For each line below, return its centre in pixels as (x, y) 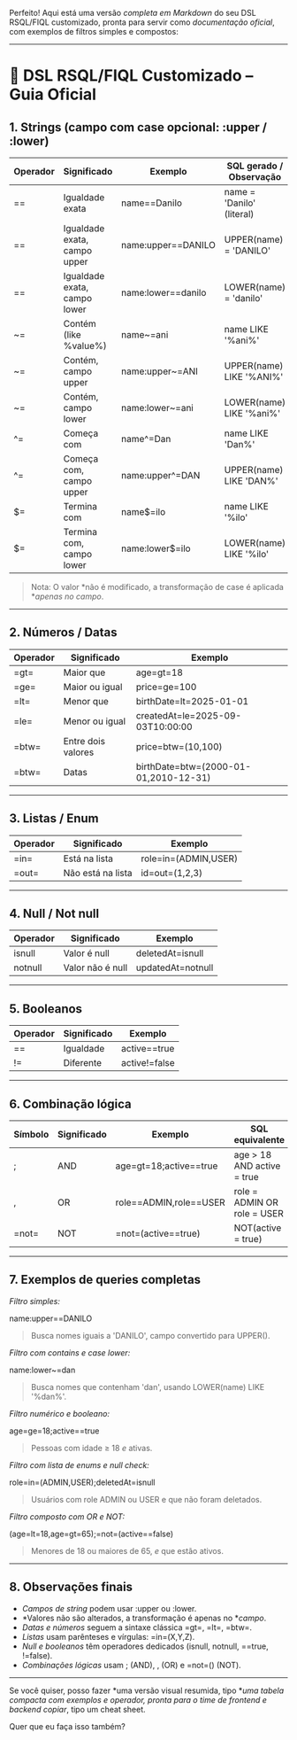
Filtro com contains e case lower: (70, 1352)
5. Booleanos (46, 1009)
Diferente (83, 1063)
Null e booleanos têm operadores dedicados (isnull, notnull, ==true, (145, 1646)
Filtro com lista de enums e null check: (80, 1464)
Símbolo (31, 1135)
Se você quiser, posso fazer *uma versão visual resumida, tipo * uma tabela (147, 1690)
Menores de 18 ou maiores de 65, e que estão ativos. (127, 1550)
